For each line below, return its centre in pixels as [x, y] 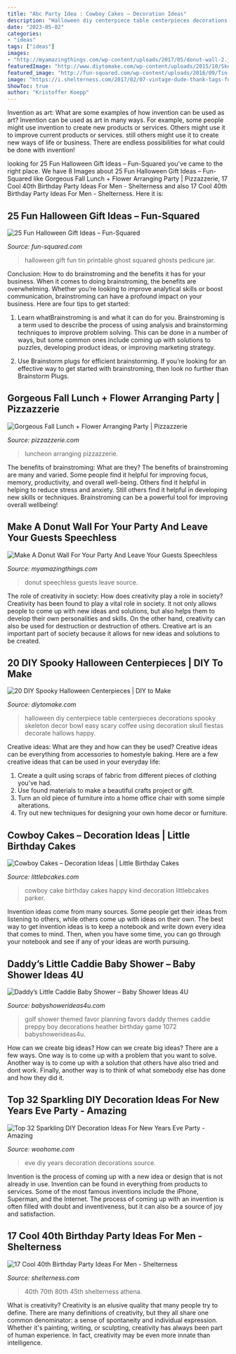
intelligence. [25, 1342]
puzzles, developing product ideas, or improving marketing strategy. [116, 347]
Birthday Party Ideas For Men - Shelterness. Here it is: [85, 194]
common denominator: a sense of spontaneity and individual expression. [112, 1320]
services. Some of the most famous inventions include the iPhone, [103, 1191]
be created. [24, 641]
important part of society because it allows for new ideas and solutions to [113, 633]
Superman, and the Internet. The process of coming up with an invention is [116, 1199]
